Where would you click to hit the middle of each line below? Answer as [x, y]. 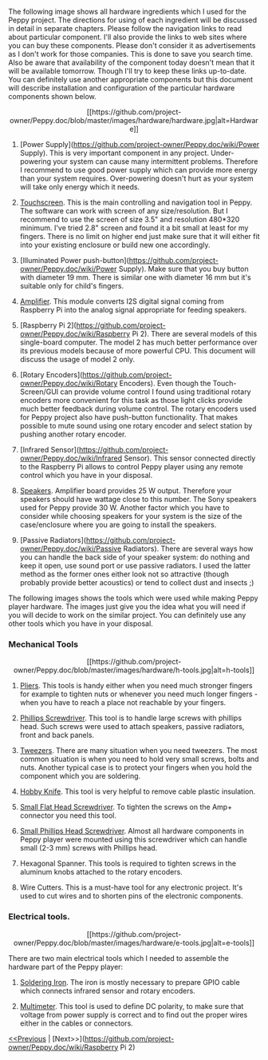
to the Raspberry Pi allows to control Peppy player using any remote [131, 466]
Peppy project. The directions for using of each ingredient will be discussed [133, 20]
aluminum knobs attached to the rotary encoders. [101, 872]
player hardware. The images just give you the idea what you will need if [127, 606]
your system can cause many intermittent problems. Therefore [156, 161]
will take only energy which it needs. [80, 187]
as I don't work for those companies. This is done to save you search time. [131, 54]
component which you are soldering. [80, 776]
